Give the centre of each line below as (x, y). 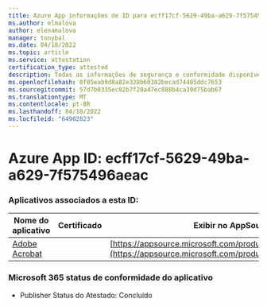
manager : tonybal (37, 38)
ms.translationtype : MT (48, 97)
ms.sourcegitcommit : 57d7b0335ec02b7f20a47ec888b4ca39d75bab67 (115, 89)
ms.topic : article (39, 52)
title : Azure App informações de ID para (78, 15)
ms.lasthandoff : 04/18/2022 (55, 112)
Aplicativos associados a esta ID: (74, 199)
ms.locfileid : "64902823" (51, 119)
